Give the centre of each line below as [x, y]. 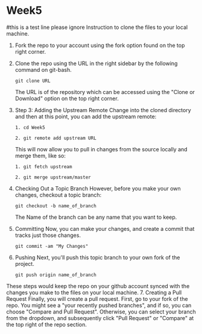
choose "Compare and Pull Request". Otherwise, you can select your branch [101, 312]
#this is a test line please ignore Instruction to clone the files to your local [97, 27]
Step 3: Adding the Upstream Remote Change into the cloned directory [103, 110]
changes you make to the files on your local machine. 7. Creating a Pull [94, 292]
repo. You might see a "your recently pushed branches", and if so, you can [99, 305]
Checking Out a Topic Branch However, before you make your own [98, 188]
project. [24, 263]
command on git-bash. [43, 69]
